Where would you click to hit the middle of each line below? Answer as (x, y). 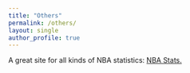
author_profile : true (44, 38)
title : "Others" (35, 15)
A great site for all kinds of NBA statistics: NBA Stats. (95, 60)
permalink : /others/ (43, 23)
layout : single (34, 30)
